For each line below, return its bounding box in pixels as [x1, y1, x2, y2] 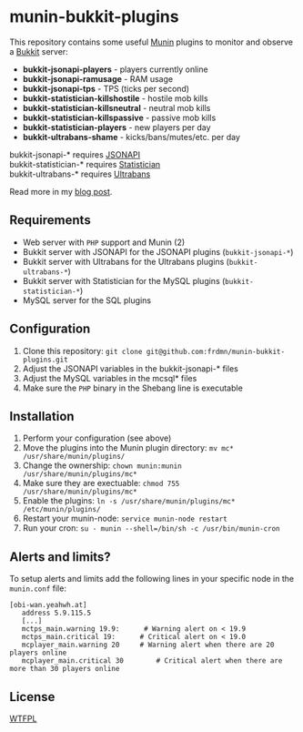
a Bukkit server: [9, 46, 68, 56]
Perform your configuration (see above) [22, 432, 172, 443]
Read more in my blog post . [9, 186, 113, 197]
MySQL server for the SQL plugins [22, 294, 152, 306]
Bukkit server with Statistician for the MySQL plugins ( [22, 275, 226, 286]
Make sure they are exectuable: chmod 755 [22, 478, 180, 489]
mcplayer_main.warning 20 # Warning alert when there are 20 [21, 640, 275, 650]
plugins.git [22, 355, 68, 364]
